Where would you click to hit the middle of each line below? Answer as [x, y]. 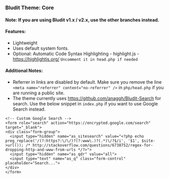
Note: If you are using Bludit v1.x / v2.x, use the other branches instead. [82, 20]
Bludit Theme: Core [30, 8]
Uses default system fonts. [41, 48]
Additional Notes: [24, 71]
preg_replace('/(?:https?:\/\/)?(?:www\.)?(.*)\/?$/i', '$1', [72, 141]
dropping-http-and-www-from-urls [41, 149]
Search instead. [29, 109]
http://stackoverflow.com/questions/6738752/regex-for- [93, 145]
